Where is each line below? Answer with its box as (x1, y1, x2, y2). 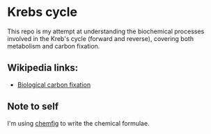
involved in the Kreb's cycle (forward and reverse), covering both (7, 34, 194, 42)
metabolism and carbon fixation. (7, 42, 100, 50)
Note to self (7, 101, 59, 112)
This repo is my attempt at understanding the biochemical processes (7, 27, 205, 35)
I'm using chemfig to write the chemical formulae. (7, 119, 150, 127)
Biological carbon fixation (17, 81, 91, 89)
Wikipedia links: (7, 62, 79, 74)
